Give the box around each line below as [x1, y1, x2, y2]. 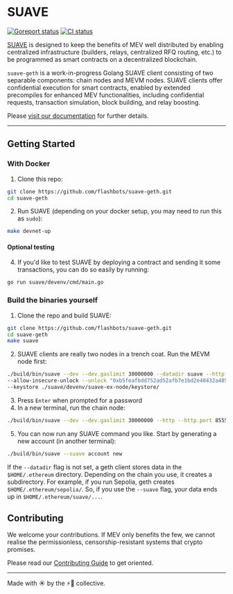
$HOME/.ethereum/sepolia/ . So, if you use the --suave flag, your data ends [7, 484, 218, 493]
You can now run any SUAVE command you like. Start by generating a [17, 429, 217, 437]
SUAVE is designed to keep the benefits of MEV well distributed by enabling [7, 40, 224, 49]
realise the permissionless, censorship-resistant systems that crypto [7, 538, 203, 546]
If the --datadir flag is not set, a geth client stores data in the [7, 462, 182, 471]
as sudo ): [17, 214, 43, 222]
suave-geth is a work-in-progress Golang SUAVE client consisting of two [7, 69, 214, 77]
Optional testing [7, 243, 55, 251]
